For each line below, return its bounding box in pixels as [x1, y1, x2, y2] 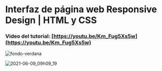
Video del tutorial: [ [5, 33, 54, 40]
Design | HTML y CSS [5, 14, 97, 26]
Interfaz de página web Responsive [5, 4, 157, 15]
